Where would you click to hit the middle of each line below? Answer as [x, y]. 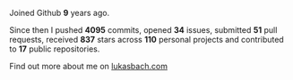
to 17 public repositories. [55, 49]
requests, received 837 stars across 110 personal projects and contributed [146, 40]
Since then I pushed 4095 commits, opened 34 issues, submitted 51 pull [143, 30]
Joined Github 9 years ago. [60, 13]
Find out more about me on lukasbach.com [89, 66]
